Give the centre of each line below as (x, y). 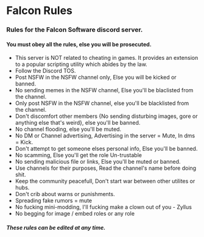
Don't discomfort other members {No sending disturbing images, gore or (106, 116)
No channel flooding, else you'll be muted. (68, 129)
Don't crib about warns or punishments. (65, 194)
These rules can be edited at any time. (56, 227)
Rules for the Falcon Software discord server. (75, 30)
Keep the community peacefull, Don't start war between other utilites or (105, 181)
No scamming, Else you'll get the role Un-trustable (78, 155)
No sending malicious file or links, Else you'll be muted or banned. (98, 162)
